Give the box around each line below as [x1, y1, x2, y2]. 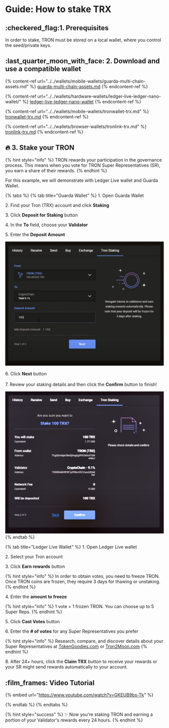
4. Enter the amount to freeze [5, 593, 67, 600]
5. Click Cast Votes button [5, 619, 60, 625]
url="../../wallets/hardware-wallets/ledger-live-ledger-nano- [37, 93, 161, 99]
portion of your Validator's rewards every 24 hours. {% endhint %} [5, 717, 143, 723]
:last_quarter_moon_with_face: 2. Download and [5, 57, 160, 65]
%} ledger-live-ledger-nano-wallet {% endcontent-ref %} [22, 98, 142, 104]
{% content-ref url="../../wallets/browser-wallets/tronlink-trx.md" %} [5, 123, 147, 129]
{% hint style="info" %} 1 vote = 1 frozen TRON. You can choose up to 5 [5, 604, 154, 610]
